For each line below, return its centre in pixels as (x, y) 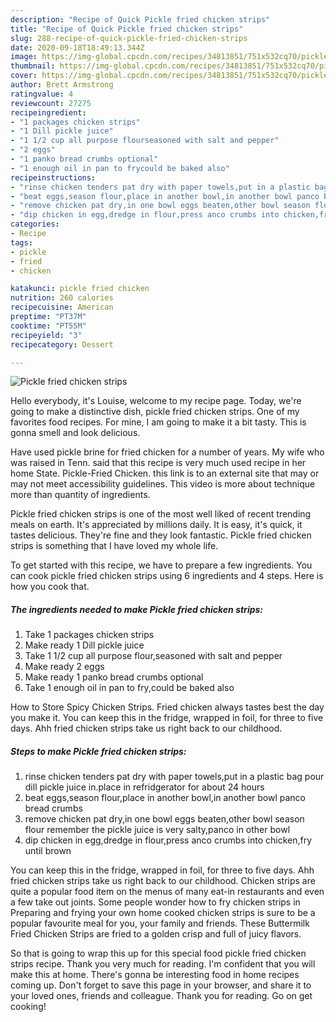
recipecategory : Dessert (62, 344)
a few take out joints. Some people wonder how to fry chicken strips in (155, 902)
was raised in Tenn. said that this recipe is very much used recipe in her (158, 463)
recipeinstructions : (53, 177)
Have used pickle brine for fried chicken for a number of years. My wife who (167, 452)
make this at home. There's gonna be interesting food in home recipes (155, 975)
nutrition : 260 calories (62, 298)
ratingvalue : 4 (42, 94)
